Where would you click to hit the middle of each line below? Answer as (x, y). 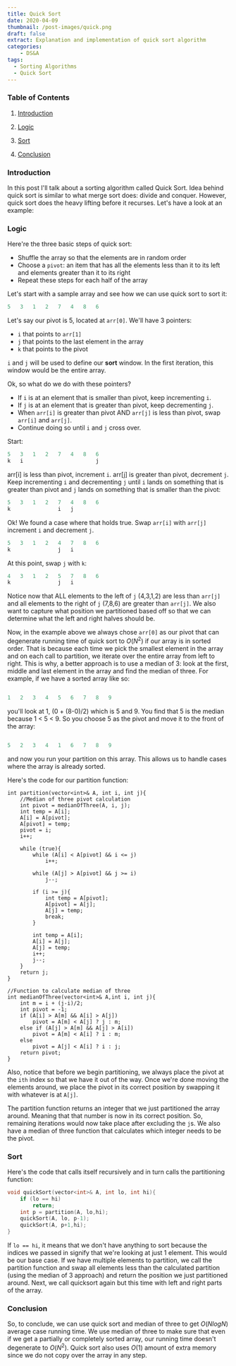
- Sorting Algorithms (45, 66)
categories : (25, 47)
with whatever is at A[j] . (43, 1094)
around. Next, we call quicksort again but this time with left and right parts (115, 1283)
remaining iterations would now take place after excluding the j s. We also (114, 1123)
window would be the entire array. (57, 370)
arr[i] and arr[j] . (45, 420)
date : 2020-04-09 (33, 20)
